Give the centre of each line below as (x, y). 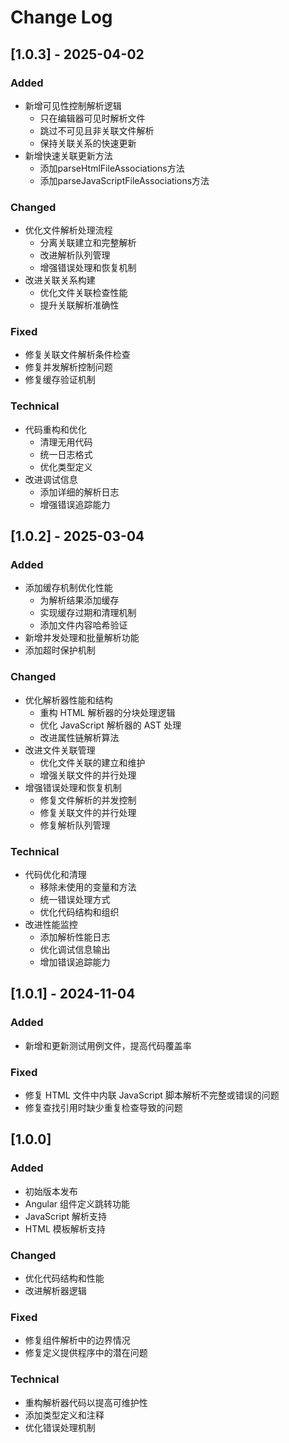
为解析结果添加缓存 (79, 600)
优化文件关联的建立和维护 (92, 762)
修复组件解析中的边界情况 (77, 1340)
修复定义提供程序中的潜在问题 (86, 1353)
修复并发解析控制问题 (68, 367)
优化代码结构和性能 (64, 1278)
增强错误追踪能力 (75, 504)
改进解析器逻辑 (55, 1291)
